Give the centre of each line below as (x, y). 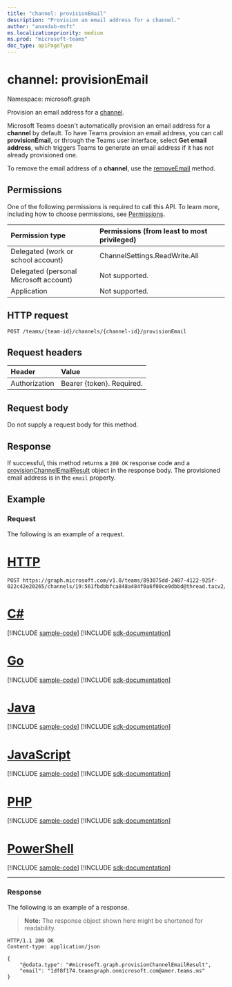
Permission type (38, 235)
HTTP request (38, 316)
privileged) (118, 240)
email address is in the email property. (61, 478)
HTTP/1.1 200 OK (30, 940)
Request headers (45, 352)
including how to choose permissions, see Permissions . (86, 214)
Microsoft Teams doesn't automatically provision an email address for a (109, 126)
